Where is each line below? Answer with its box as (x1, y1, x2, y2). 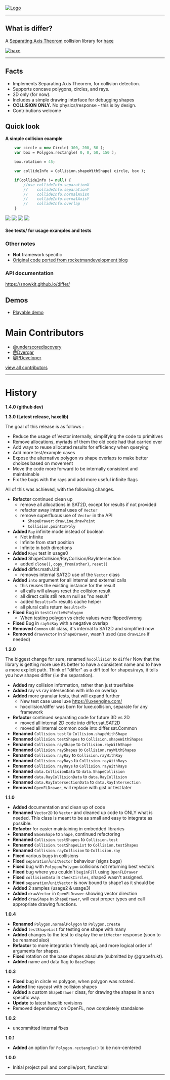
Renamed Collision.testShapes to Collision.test (12, 836, 118, 842)
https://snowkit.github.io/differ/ (5, 281, 70, 287)
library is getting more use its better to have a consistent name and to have (5, 661, 161, 667)
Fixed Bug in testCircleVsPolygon (12, 609, 83, 615)
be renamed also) (12, 937, 50, 943)
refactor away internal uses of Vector (20, 507, 98, 513)
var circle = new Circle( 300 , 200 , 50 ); (14, 145, 105, 151)
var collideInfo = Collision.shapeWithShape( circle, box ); (14, 168, 146, 174)
